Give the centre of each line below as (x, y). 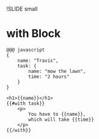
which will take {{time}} (61, 119)
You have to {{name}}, (57, 114)
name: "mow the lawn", (57, 71)
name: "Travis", (38, 61)
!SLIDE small (22, 9)
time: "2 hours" (49, 77)
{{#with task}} (26, 103)
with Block (34, 34)
